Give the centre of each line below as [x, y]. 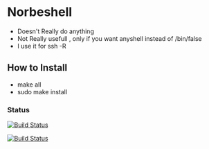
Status [18, 109]
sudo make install [42, 91]
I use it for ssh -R [42, 46]
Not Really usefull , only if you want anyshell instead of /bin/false [109, 38]
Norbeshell [40, 12]
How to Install [37, 68]
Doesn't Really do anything [56, 31]
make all [29, 85]
